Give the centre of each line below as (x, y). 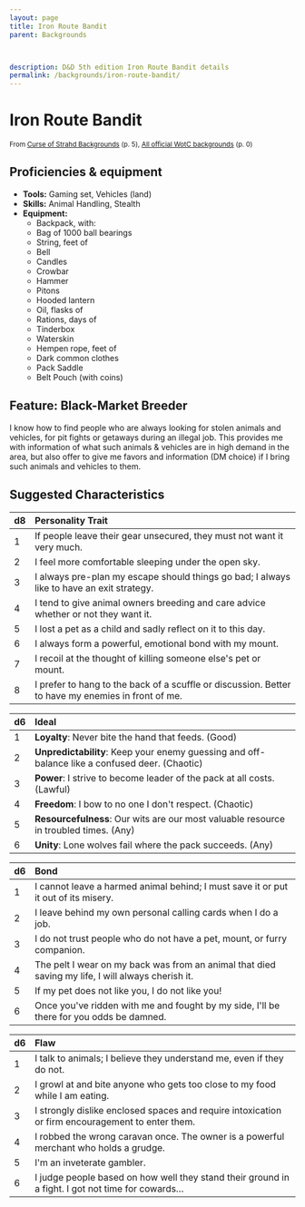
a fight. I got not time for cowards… (109, 1188)
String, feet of (62, 242)
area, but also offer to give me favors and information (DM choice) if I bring (150, 456)
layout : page (34, 18)
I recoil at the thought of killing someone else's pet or (148, 658)
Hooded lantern (65, 299)
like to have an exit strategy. (94, 588)
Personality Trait (72, 520)
